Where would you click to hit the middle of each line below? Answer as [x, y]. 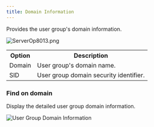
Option [20, 55]
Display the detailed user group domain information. [71, 106]
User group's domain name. [76, 65]
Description [91, 55]
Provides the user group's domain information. [64, 29]
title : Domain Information [40, 12]
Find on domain [29, 93]
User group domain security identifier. [91, 75]
